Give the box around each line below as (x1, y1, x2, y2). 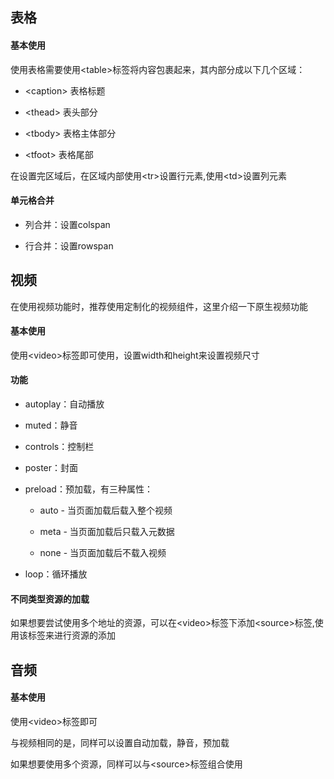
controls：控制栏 (24, 441, 95, 453)
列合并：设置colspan (24, 218, 111, 230)
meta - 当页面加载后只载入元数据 (39, 526, 175, 538)
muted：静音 (24, 419, 78, 432)
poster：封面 (24, 462, 79, 474)
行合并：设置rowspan (24, 239, 114, 252)
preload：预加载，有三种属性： (24, 483, 153, 495)
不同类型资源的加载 (10, 593, 90, 605)
